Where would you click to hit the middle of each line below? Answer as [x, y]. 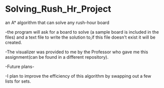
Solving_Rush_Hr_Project [58, 9]
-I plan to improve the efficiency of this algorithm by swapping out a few [78, 76]
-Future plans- [20, 66]
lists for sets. [18, 81]
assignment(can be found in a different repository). [57, 57]
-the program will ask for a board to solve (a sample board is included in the [82, 32]
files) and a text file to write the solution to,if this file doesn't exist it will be [80, 37]
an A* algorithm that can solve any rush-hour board [57, 22]
